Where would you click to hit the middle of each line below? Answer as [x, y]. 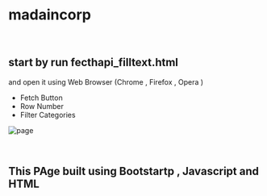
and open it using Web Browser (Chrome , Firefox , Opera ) [106, 81]
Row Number [42, 106]
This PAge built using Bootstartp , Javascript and [134, 171]
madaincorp [50, 15]
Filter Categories [48, 115]
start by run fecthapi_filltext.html [94, 63]
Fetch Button [41, 98]
